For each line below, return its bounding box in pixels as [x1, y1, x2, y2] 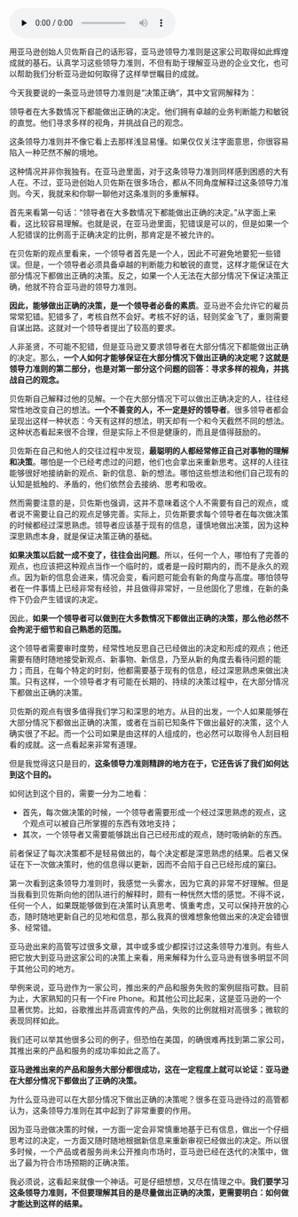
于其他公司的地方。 [9, 963, 80, 974]
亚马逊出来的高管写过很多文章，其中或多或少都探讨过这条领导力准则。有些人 [9, 941, 289, 952]
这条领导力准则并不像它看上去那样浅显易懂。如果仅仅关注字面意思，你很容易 [9, 137, 289, 146]
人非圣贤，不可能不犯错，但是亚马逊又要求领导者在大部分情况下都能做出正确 [9, 342, 289, 351]
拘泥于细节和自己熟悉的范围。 [16, 624, 126, 634]
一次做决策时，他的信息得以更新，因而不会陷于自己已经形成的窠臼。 [32, 860, 281, 869]
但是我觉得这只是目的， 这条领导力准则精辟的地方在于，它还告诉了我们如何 [9, 758, 281, 768]
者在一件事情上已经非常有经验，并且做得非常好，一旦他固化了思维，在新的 [9, 583, 281, 593]
